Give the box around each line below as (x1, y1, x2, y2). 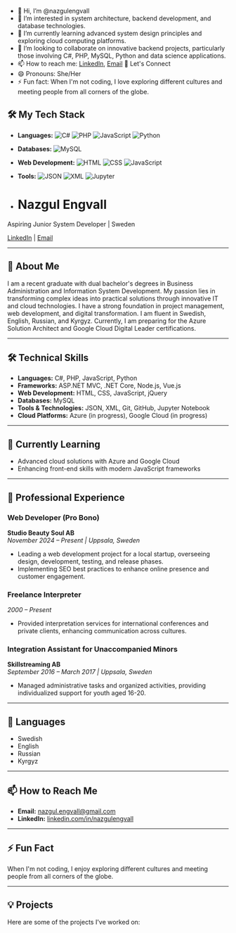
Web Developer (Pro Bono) (7, 512, 100, 522)
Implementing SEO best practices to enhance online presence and (17, 564, 209, 573)
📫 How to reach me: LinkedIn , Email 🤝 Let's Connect (17, 60, 171, 68)
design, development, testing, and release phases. (17, 557, 164, 566)
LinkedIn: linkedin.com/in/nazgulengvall (17, 815, 134, 823)
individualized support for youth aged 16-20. (17, 689, 146, 697)
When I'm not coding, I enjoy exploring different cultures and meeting (7, 864, 209, 872)
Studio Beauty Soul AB (7, 528, 75, 537)
